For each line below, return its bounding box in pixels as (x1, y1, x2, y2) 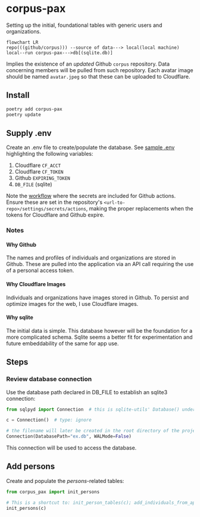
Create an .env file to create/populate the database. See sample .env (6, 144, 175, 151)
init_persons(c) (6, 505, 46, 511)
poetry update (6, 112, 42, 117)
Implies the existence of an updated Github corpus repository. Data (6, 60, 170, 67)
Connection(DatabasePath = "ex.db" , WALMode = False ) (6, 434, 132, 439)
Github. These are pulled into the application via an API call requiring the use (6, 261, 194, 268)
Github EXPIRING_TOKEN (14, 175, 70, 182)
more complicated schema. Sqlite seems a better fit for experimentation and (6, 333, 193, 340)
